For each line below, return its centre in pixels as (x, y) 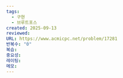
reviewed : (18, 33)
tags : (13, 11)
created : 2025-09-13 (32, 28)
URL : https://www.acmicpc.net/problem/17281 (62, 39)
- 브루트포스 (24, 22)
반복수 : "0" (19, 45)
